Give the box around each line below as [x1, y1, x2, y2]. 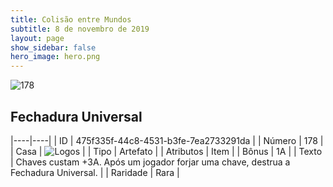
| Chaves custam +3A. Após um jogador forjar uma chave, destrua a [10, 156, 291, 168]
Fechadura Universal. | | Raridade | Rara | [10, 166, 180, 178]
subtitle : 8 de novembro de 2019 [10, 24, 150, 34]
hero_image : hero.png [10, 52, 101, 62]
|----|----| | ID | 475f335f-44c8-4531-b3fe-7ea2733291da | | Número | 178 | [10, 134, 324, 146]
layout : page [10, 33, 65, 43]
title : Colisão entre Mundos [10, 14, 132, 25]
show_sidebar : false [10, 42, 97, 53]
